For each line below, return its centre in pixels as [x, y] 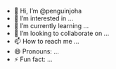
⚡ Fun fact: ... [33, 59]
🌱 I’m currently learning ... [51, 26]
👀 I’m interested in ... [44, 18]
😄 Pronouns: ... [37, 51]
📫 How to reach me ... [46, 41]
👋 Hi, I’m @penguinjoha [48, 11]
